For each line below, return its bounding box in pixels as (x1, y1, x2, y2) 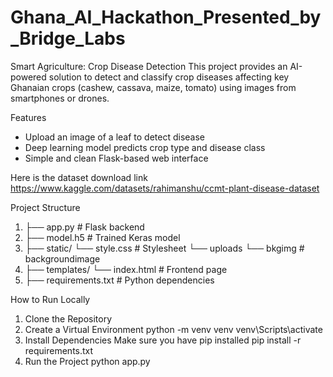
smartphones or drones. (10, 92, 110, 104)
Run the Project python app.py (24, 355, 151, 367)
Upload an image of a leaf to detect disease (24, 131, 206, 143)
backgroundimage (24, 252, 101, 265)
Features (10, 111, 47, 123)
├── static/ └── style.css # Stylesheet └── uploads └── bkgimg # (24, 242, 305, 254)
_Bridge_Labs (10, 27, 126, 50)
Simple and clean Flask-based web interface (24, 152, 209, 164)
